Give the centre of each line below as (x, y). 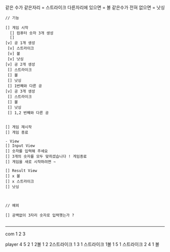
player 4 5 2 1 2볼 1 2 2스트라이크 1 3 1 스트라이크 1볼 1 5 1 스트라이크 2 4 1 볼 (82, 244)
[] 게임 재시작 (18, 127)
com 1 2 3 (15, 234)
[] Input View (20, 146)
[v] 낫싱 (15, 59)
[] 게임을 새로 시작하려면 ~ (31, 162)
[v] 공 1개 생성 (20, 43)
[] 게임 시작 (17, 28)
